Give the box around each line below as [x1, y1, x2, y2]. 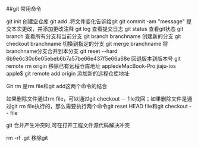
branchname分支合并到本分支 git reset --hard [6, 48, 118, 55]
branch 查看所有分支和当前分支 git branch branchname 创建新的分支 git [6, 33, 181, 40]
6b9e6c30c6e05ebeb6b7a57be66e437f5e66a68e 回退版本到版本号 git [6, 55, 181, 62]
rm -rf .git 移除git [6, 135, 48, 141]
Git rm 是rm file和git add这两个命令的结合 [6, 83, 108, 89]
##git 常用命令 [6, 5, 42, 12]
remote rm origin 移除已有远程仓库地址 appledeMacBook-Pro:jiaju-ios [6, 62, 177, 70]
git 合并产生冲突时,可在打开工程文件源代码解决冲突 [6, 121, 130, 129]
